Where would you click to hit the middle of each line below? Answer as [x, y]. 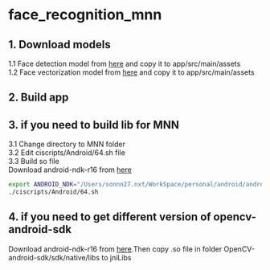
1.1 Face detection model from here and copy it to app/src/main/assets [125, 63]
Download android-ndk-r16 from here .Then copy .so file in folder [115, 249]
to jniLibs [117, 257]
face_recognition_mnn [85, 15]
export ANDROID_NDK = [43, 185]
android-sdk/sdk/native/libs [54, 257]
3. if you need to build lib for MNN [94, 125]
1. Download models [59, 45]
